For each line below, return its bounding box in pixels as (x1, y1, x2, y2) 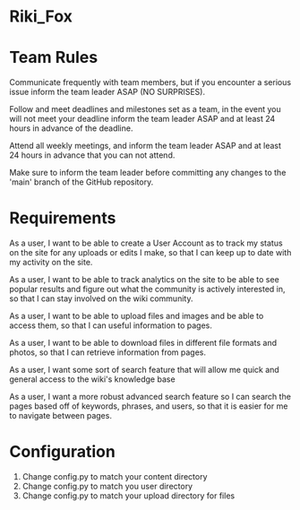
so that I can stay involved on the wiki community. (9, 293, 193, 304)
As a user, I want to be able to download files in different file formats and (9, 338, 278, 349)
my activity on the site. (9, 257, 93, 268)
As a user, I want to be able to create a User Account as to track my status (9, 238, 284, 248)
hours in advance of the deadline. (9, 123, 133, 134)
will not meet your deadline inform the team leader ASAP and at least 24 (9, 114, 276, 125)
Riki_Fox (9, 6, 73, 27)
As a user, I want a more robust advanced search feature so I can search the (9, 392, 291, 402)
